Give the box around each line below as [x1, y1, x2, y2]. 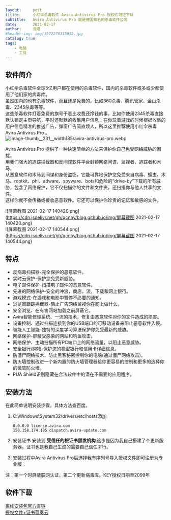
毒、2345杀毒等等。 [5, 104, 48, 110]
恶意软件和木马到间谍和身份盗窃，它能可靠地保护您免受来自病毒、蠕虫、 [9, 172, 161, 178]
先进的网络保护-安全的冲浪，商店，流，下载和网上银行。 [12, 288, 131, 295]
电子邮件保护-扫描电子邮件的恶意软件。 [12, 282, 96, 288]
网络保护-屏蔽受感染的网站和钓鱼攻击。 [12, 333, 96, 339]
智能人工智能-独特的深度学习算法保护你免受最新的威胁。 [12, 327, 131, 333]
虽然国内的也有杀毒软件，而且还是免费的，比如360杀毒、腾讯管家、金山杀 [5, 98, 161, 104]
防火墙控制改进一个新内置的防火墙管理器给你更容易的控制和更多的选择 [12, 358, 160, 365]
